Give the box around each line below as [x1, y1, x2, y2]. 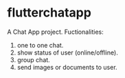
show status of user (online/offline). [16, 48, 118, 57]
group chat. [16, 55, 50, 64]
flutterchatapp [7, 5, 91, 21]
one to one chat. [16, 41, 64, 49]
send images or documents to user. [16, 63, 118, 71]
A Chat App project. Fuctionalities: [7, 28, 104, 36]
